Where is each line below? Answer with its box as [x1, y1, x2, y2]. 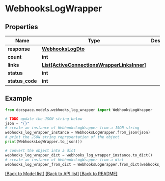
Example [5, 94, 32, 103]
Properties [5, 23, 38, 31]
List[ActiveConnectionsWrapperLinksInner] [41, 62, 146, 68]
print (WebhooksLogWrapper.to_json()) [5, 139, 82, 145]
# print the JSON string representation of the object [5, 135, 120, 140]
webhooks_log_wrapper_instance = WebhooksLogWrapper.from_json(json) [5, 130, 151, 135]
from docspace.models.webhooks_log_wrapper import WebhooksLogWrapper [5, 107, 153, 112]
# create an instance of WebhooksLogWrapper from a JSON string [5, 125, 139, 131]
